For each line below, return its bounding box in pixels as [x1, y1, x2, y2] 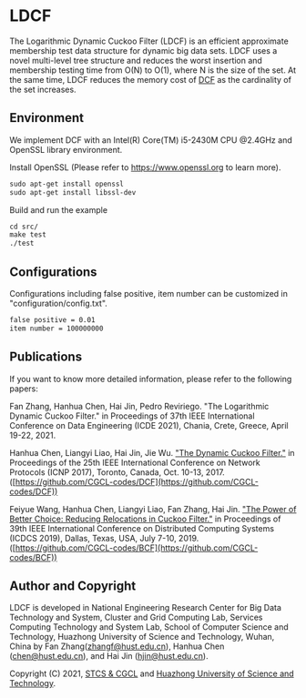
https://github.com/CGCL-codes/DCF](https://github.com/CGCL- [15, 476, 260, 487]
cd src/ [9, 222, 39, 231]
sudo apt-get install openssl [9, 179, 125, 188]
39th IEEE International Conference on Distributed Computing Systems [9, 522, 275, 533]
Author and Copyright [9, 578, 137, 593]
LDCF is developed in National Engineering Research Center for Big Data [9, 602, 282, 613]
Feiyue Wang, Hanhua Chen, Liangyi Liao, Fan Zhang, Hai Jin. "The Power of [9, 503, 297, 514]
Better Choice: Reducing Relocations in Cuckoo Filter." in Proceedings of [9, 513, 281, 524]
